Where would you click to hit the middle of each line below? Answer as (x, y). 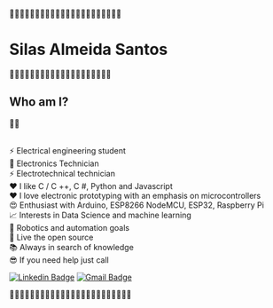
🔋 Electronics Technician (54, 163)
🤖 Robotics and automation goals (70, 227)
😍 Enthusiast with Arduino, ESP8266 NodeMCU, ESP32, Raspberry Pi (136, 205)
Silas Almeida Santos (89, 50)
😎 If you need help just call (59, 260)
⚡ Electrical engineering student (68, 150)
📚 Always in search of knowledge (72, 247)
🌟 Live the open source (51, 237)
